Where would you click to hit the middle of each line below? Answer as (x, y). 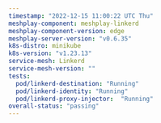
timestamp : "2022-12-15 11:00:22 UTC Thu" (81, 16)
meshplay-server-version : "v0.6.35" (70, 38)
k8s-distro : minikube (45, 46)
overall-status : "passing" (54, 106)
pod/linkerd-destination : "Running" (77, 83)
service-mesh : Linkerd (47, 61)
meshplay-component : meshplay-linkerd (74, 23)
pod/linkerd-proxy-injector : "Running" (85, 99)
